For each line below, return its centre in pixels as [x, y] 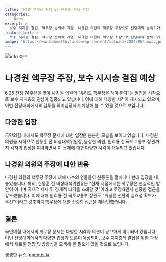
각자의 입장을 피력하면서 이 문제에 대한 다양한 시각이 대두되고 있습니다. [78, 147]
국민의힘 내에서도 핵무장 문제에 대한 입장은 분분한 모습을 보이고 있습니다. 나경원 [82, 135]
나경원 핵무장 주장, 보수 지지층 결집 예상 [80, 78]
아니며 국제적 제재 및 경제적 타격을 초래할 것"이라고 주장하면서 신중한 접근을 [87, 189]
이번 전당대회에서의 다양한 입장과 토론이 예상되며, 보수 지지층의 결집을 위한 [77, 238]
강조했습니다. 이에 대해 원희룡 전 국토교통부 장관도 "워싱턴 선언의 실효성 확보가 [81, 196]
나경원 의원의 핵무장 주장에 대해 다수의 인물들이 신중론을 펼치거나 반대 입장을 [79, 177]
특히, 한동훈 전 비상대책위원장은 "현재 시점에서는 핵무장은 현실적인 [91, 184]
